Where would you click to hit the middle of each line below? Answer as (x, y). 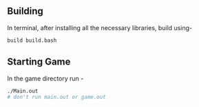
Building (25, 11)
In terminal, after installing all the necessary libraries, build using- (100, 27)
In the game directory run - (45, 78)
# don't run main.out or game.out (57, 97)
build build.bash (32, 40)
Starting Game (39, 62)
